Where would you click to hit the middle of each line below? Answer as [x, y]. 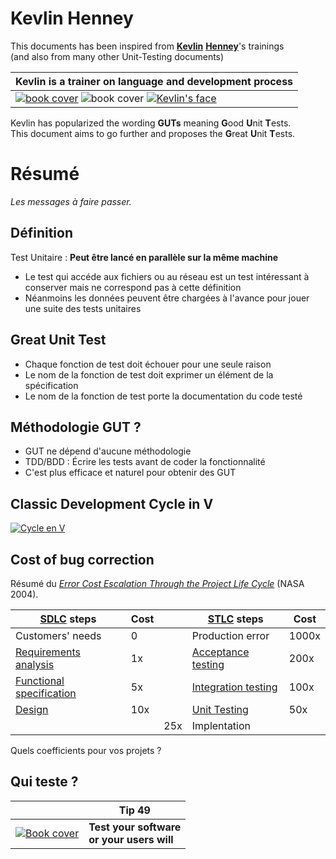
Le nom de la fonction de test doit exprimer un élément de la [149, 374]
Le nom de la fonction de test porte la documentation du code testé [163, 396]
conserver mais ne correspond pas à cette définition [133, 287]
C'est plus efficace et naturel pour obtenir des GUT [130, 473]
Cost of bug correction [82, 559]
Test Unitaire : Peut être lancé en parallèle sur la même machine [144, 257]
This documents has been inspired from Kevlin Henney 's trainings [147, 46]
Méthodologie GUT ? [76, 427]
